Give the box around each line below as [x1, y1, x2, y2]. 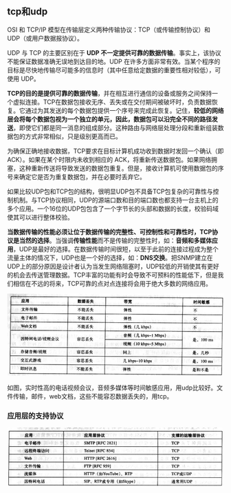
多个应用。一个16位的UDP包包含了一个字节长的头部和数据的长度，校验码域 [7, 204, 219, 213]
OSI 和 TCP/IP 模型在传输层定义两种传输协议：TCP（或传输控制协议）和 [7, 25, 211, 34]
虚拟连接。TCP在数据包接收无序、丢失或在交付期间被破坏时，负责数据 [12, 98, 212, 106]
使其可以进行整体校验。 [7, 213, 74, 221]
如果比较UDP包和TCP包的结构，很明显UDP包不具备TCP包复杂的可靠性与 [7, 187, 213, 196]
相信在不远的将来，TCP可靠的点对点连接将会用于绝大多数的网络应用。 [12, 279, 212, 287]
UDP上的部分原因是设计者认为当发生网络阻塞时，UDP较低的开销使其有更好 [7, 262, 219, 270]
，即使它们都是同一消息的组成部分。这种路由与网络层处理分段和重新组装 [13, 123, 218, 132]
